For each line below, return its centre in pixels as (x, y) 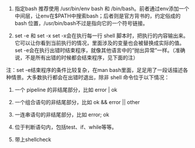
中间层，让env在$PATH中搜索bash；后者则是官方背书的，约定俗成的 (97, 16)
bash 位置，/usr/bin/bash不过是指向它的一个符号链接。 (81, 23)
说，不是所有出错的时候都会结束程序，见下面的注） (76, 58)
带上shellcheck (33, 140)
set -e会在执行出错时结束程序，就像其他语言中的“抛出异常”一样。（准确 (100, 50)
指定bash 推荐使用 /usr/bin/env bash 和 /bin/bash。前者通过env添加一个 (102, 8)
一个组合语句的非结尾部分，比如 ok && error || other (77, 102)
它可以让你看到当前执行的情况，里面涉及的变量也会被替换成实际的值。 (100, 43)
